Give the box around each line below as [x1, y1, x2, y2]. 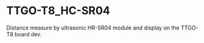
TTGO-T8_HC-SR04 [6, 4, 110, 18]
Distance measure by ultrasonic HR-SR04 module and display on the [6, 24, 179, 31]
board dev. [14, 30, 42, 37]
